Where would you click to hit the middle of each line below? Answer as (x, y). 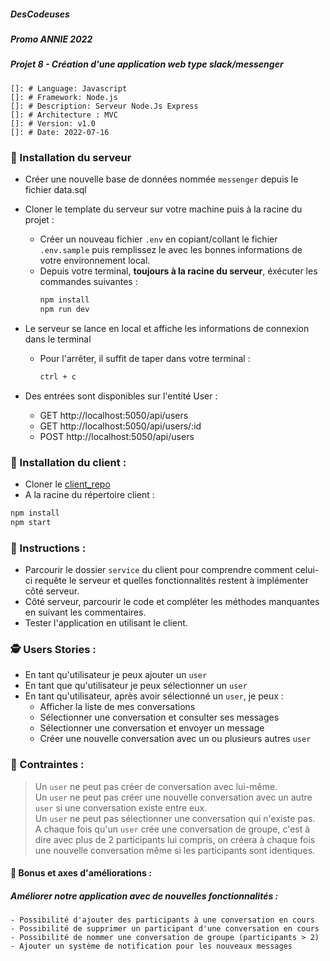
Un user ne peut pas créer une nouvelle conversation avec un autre (173, 797)
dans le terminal (58, 339)
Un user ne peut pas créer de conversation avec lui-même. (156, 786)
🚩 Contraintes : (47, 765)
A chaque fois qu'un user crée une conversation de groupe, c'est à (172, 829)
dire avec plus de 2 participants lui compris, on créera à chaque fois (175, 839)
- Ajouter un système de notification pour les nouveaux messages (151, 946)
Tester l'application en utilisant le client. (106, 622)
